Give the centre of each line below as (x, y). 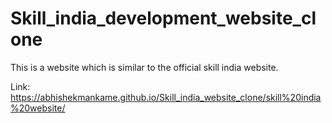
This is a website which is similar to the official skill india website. (144, 67)
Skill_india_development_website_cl (163, 18)
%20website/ (38, 108)
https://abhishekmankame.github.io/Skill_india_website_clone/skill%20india (166, 97)
